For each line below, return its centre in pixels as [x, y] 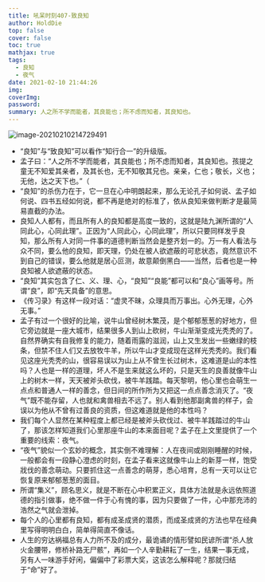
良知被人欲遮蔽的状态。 [58, 271]
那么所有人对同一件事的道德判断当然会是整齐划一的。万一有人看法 [142, 241]
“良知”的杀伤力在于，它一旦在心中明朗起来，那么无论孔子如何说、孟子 [134, 191]
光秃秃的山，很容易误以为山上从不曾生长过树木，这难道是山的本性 [149, 360]
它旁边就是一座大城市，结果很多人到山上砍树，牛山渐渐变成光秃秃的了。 [138, 330]
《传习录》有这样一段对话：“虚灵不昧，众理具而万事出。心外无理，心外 [136, 301]
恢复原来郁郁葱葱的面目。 [62, 480]
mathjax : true [32, 53]
